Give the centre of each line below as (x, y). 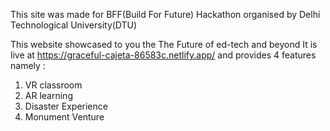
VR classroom (53, 85)
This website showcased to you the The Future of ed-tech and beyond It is (164, 44)
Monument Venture (64, 117)
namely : (28, 65)
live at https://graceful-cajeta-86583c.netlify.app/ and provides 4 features (163, 55)
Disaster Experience (66, 106)
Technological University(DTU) (74, 25)
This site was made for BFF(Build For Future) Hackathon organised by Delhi (165, 14)
